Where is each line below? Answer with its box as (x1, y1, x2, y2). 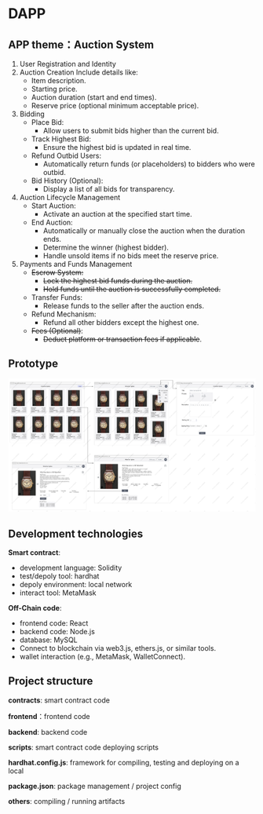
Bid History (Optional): (31, 176, 104, 185)
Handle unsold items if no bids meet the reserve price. (42, 251, 219, 260)
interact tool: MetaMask (19, 588, 97, 597)
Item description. (31, 76, 86, 85)
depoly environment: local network (19, 580, 133, 590)
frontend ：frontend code (8, 711, 90, 721)
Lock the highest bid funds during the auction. (42, 276, 193, 285)
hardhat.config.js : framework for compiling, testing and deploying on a (8, 757, 239, 767)
